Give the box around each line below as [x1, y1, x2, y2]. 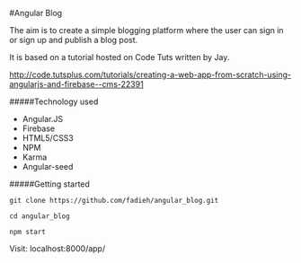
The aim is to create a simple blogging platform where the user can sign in [9, 25, 285, 35]
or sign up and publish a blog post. [9, 35, 138, 45]
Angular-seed [22, 162, 74, 171]
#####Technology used [9, 96, 99, 107]
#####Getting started [9, 179, 90, 189]
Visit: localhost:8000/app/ [9, 243, 106, 254]
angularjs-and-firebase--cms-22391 [9, 79, 144, 89]
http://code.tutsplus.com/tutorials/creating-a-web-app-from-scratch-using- [9, 69, 292, 80]
